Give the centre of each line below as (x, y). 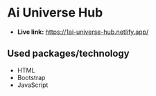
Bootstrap (31, 77)
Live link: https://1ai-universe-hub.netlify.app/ (83, 32)
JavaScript (33, 85)
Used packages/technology (68, 54)
